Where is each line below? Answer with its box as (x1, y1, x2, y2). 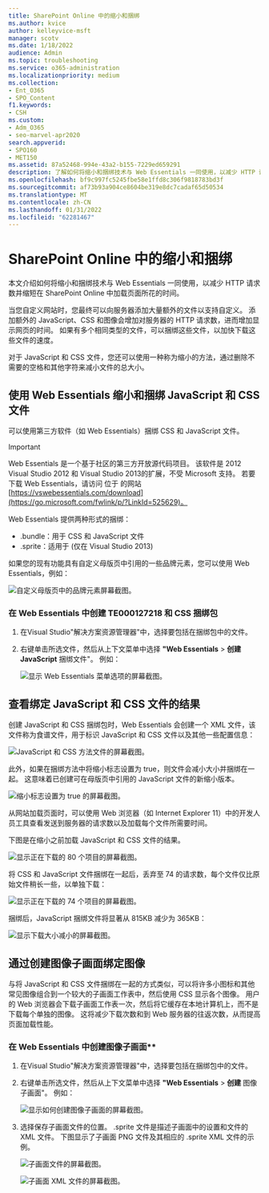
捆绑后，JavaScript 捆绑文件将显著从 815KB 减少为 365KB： (8, 914, 207, 923)
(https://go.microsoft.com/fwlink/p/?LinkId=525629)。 (8, 497, 188, 506)
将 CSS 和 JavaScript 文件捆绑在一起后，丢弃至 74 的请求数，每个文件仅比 (8, 870, 254, 879)
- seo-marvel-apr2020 (8, 131, 81, 139)
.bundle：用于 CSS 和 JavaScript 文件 (19, 531, 145, 541)
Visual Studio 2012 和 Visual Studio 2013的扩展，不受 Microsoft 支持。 (8, 469, 240, 478)
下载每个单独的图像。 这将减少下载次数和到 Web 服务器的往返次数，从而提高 (8, 1008, 261, 1019)
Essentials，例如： (8, 569, 70, 578)
